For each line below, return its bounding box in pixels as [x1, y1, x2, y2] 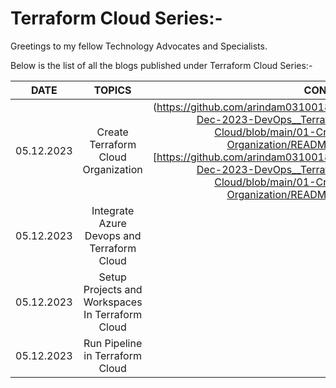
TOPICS [93, 83, 132, 97]
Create [96, 125, 129, 139]
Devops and [84, 228, 142, 242]
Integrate [91, 203, 135, 217]
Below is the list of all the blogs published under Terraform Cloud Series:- [10, 59, 313, 71]
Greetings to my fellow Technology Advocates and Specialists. [10, 40, 268, 52]
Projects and [83, 282, 143, 296]
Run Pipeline [83, 336, 143, 350]
